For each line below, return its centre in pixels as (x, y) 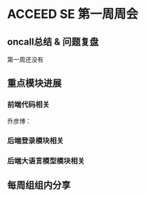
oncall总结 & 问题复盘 (53, 42)
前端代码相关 (29, 105)
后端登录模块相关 (35, 141)
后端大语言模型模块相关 (46, 160)
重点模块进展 (34, 83)
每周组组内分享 (39, 185)
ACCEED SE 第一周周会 (73, 14)
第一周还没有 (25, 60)
